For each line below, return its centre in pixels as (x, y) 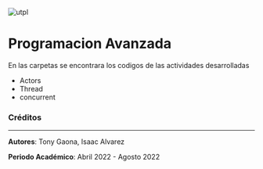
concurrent (38, 97)
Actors (30, 80)
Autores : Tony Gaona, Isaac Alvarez (67, 142)
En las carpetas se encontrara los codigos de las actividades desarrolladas (129, 65)
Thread (31, 88)
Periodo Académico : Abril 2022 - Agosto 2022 (84, 157)
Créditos (25, 117)
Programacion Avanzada (90, 44)
